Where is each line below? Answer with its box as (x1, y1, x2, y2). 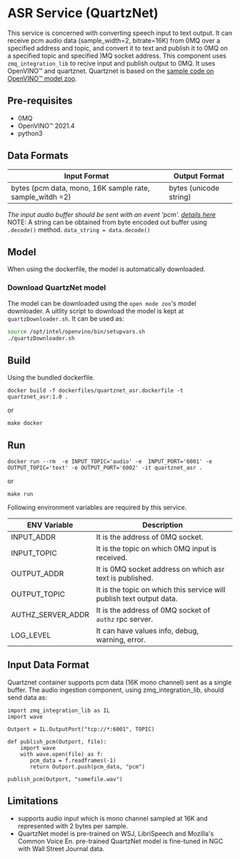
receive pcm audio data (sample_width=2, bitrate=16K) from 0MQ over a (7, 36, 221, 44)
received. (96, 553, 128, 563)
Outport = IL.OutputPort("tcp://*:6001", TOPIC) (7, 725, 155, 733)
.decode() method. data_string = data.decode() (7, 225, 151, 233)
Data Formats (7, 150, 69, 162)
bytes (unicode (169, 183, 220, 193)
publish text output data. (96, 594, 178, 604)
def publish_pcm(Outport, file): (7, 738, 107, 745)
